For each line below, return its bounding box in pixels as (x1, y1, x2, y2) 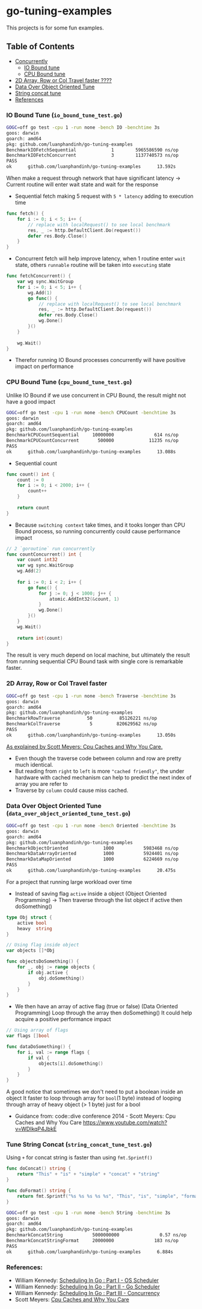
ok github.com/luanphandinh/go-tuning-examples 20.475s (6, 868, 176, 874)
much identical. (14, 761, 54, 768)
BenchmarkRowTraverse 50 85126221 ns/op (6, 716, 158, 722)
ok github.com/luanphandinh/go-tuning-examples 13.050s (6, 732, 176, 738)
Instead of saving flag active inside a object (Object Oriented (14, 890, 167, 897)
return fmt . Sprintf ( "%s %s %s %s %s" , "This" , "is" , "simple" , (17, 1193, 179, 1199)
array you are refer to (14, 780, 68, 787)
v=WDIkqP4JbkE (14, 1126, 57, 1133)
